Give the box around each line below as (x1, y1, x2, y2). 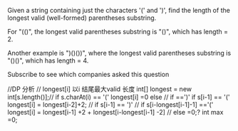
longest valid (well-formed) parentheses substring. (7, 14, 157, 22)
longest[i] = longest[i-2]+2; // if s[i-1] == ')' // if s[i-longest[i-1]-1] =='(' (7, 100, 214, 109)
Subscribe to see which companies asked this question (7, 70, 170, 78)
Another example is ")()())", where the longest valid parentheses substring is (7, 49, 232, 57)
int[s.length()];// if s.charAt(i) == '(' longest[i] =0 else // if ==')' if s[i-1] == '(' (7, 93, 230, 101)
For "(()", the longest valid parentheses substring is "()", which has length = (7, 28, 228, 36)
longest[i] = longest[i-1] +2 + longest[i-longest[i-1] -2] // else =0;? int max (7, 108, 224, 116)
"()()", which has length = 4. (7, 56, 89, 65)
